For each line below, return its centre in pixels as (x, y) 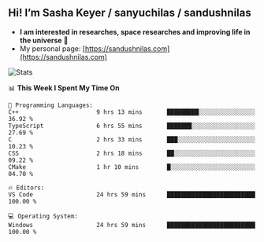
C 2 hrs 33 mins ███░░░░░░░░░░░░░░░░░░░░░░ (132, 139)
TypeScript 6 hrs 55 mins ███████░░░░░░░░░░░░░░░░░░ (132, 126)
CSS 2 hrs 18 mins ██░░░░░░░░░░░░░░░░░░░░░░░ (132, 153)
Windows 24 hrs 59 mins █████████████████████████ (132, 225)
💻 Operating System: (43, 216)
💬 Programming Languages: (50, 105)
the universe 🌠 (44, 40)
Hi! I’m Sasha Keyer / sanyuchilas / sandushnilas (130, 13)
